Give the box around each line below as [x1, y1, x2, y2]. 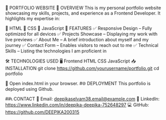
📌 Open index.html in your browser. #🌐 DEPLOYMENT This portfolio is [5, 81, 151, 86]
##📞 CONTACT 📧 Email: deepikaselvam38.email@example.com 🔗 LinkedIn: [5, 96, 160, 102]
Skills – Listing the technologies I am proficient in [5, 48, 107, 54]
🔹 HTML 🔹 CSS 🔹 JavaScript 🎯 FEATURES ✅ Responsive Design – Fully [5, 25, 152, 31]
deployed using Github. [5, 86, 54, 92]
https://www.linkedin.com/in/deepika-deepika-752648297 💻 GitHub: [5, 102, 149, 108]
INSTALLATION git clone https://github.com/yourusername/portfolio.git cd [5, 66, 159, 71]
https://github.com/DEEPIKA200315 [5, 109, 80, 115]
